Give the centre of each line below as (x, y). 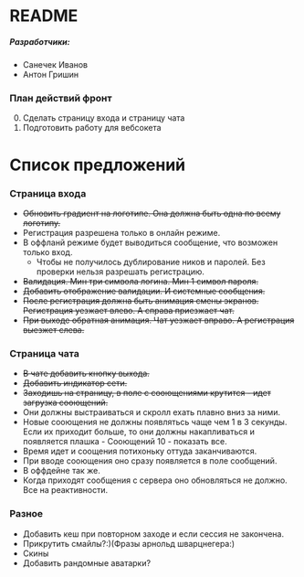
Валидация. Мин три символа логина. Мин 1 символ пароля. (140, 281)
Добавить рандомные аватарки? (87, 562)
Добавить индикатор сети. (75, 383)
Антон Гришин (51, 75)
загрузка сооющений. (65, 402)
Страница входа (48, 193)
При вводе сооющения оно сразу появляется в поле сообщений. (150, 461)
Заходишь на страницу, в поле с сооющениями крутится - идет (147, 393)
